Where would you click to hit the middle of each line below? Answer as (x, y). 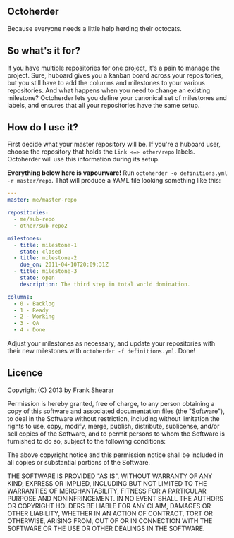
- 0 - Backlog (34, 304)
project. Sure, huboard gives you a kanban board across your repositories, (115, 75)
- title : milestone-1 (45, 245)
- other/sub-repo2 (41, 226)
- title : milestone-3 (45, 271)
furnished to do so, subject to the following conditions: (86, 441)
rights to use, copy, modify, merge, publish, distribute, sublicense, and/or (113, 426)
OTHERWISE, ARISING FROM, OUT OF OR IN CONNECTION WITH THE (110, 520)
